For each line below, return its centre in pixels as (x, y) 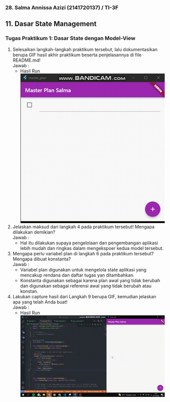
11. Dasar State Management (51, 24)
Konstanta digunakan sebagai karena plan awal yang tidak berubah (90, 281)
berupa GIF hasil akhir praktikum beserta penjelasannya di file (77, 55)
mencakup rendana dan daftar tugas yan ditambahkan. (77, 275)
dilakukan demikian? (34, 232)
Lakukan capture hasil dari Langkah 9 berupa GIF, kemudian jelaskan (84, 297)
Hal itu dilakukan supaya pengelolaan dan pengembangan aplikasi (89, 243)
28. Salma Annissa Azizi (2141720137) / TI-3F (62, 8)
